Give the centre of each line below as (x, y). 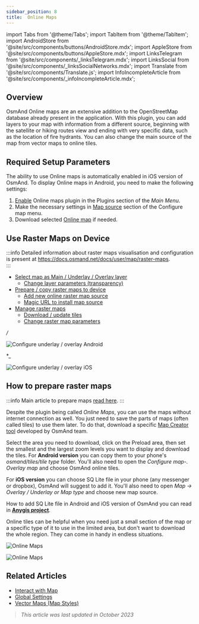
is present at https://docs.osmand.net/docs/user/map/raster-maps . (88, 259)
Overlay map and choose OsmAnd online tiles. (63, 468)
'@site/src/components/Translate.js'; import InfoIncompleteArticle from (94, 72)
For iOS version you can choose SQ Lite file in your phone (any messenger (98, 479)
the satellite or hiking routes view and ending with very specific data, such (97, 131)
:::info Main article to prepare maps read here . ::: (65, 401)
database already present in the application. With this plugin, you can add (96, 118)
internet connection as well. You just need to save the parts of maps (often (97, 418)
